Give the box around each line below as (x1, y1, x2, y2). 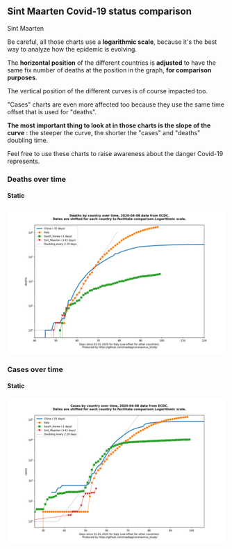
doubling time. (7, 136, 49, 144)
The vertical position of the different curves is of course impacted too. (7, 86, 208, 95)
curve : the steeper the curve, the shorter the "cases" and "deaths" (7, 128, 201, 137)
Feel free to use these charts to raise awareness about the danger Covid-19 (7, 149, 224, 157)
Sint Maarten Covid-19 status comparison (7, 6, 192, 17)
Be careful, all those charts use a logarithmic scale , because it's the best (7, 38, 217, 46)
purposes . (7, 73, 38, 82)
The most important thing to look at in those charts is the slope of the (7, 121, 211, 130)
